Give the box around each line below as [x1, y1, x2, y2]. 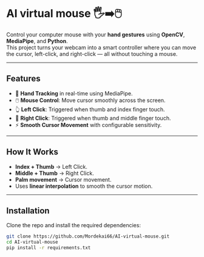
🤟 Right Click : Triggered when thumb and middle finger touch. [15, 114, 171, 122]
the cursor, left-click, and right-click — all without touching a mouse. [6, 50, 178, 57]
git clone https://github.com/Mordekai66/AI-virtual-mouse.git [6, 233, 170, 239]
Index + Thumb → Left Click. [15, 163, 88, 170]
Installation [6, 205, 50, 216]
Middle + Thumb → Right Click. [15, 170, 94, 177]
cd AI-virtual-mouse [6, 239, 59, 245]
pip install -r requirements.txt [6, 245, 91, 251]
